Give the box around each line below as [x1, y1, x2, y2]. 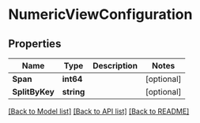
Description [92, 61, 138, 71]
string [62, 87, 85, 97]
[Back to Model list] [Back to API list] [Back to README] [8, 106, 190, 116]
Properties [8, 37, 62, 50]
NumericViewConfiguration [8, 6, 193, 24]
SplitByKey [12, 87, 55, 97]
